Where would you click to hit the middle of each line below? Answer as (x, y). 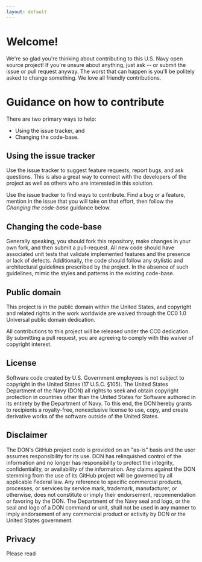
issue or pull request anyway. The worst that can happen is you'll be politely (100, 71)
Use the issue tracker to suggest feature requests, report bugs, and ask (95, 170)
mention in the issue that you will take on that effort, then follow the (90, 201)
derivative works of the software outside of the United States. (83, 416)
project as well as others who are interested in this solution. (80, 183)
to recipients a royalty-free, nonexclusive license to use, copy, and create (97, 410)
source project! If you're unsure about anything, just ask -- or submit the (96, 65)
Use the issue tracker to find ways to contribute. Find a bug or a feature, (96, 195)
